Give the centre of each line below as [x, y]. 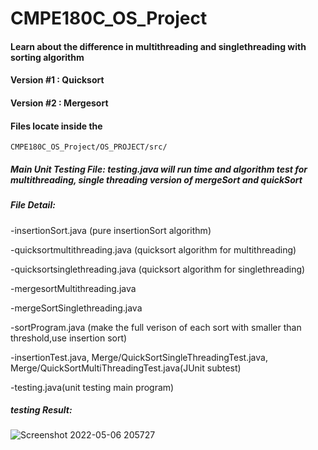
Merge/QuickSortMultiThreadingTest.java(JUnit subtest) [126, 368]
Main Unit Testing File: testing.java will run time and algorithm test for [159, 169]
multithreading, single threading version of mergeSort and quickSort [156, 179]
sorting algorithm [47, 57]
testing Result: [41, 410]
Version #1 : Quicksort [57, 80]
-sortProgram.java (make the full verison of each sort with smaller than [156, 327]
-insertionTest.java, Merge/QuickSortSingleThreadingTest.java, [139, 357]
